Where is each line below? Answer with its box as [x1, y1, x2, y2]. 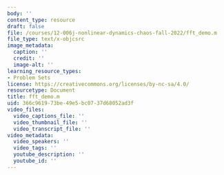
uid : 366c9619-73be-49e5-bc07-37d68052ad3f [7, 100, 134, 107]
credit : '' [13, 55, 45, 62]
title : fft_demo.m [7, 94, 60, 101]
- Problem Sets [7, 74, 51, 81]
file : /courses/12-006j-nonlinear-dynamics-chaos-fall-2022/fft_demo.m [7, 29, 217, 37]
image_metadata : [7, 42, 54, 49]
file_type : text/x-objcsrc [7, 36, 85, 43]
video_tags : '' [13, 145, 57, 152]
